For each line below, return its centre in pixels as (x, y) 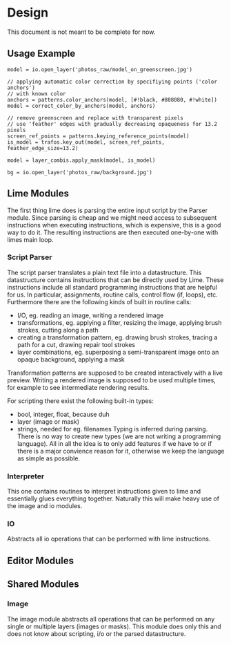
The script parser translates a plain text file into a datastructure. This (104, 272)
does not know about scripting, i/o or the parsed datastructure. (97, 633)
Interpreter (26, 476)
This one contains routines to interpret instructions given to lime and (104, 492)
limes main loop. (30, 239)
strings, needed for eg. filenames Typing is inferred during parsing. (112, 429)
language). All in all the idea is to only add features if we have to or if (114, 443)
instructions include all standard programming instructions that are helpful (112, 287)
